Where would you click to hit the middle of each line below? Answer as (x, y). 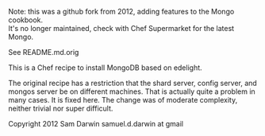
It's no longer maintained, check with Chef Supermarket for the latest (121, 28)
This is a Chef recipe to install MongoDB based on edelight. (105, 68)
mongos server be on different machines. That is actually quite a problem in (132, 91)
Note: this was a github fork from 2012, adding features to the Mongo (121, 12)
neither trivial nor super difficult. (61, 108)
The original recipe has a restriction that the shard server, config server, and (133, 83)
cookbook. (26, 20)
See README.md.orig (44, 52)
